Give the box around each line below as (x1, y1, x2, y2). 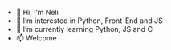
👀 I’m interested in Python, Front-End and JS (15, 16, 163, 25)
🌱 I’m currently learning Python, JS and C (15, 25, 153, 33)
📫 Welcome (15, 33, 58, 43)
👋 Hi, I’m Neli (15, 8, 59, 17)
